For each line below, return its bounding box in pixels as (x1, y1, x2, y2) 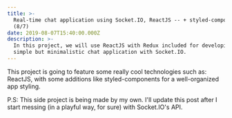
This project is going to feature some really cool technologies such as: (7, 67, 207, 76)
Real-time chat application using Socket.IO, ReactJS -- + (13, 17, 187, 23)
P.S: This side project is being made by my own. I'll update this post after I (7, 95, 217, 104)
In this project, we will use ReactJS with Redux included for (13, 42, 199, 49)
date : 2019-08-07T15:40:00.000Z (7, 29, 100, 37)
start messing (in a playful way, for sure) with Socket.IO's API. (7, 103, 183, 111)
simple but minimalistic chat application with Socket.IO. (13, 49, 187, 56)
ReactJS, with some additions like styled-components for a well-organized (7, 75, 220, 83)
